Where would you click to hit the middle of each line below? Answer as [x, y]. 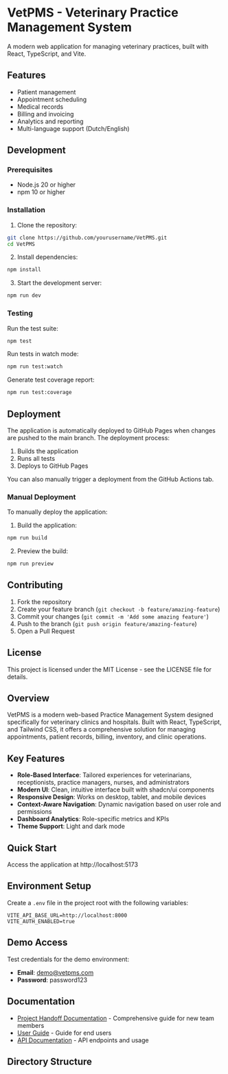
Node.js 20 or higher [46, 185]
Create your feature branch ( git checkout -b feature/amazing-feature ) [118, 609]
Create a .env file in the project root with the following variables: [98, 902]
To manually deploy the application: [57, 512]
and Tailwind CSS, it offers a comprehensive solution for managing [101, 730]
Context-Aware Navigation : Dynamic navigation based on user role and [119, 805]
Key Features [36, 758]
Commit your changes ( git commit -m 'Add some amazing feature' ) [113, 616]
